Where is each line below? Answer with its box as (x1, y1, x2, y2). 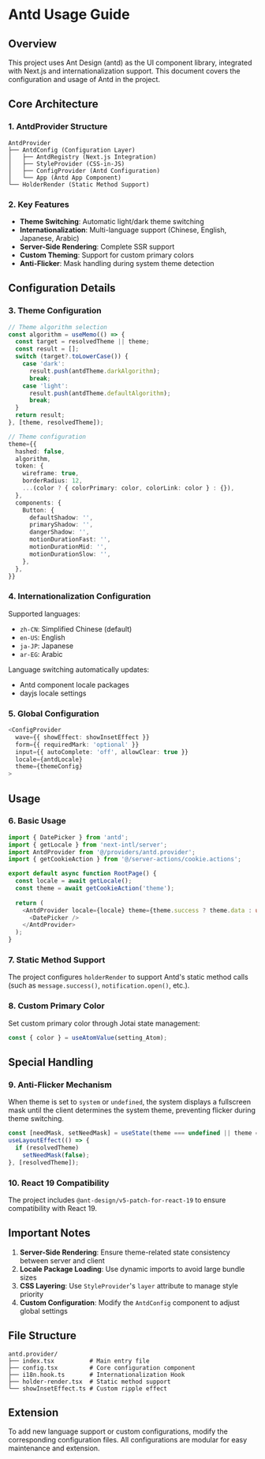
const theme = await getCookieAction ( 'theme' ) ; (15, 884, 175, 893)
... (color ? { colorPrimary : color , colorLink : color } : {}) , (22, 484, 235, 493)
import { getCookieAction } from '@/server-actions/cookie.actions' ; (8, 855, 242, 864)
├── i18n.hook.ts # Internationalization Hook (8, 1371, 185, 1378)
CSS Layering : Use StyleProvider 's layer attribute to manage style (19, 1281, 239, 1290)
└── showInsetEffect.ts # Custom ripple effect (8, 1384, 168, 1393)
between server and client (19, 1255, 105, 1265)
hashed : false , (15, 448, 65, 456)
